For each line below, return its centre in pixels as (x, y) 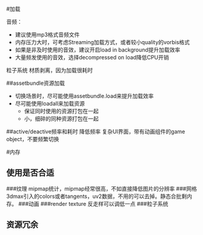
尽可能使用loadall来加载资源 (50, 104)
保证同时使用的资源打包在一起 (61, 111)
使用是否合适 (30, 173)
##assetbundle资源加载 (36, 83)
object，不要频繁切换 (33, 139)
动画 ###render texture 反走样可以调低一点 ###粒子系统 (98, 204)
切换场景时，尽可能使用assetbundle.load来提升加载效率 (84, 96)
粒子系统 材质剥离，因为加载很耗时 (49, 70)
